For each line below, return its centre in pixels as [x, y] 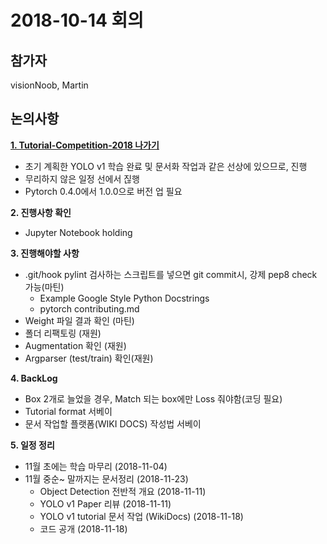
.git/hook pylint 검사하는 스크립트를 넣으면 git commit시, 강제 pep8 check [171, 274]
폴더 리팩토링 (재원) [63, 333]
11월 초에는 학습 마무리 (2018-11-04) [96, 466]
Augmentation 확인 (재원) [75, 345]
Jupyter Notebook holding [78, 232]
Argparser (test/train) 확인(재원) [89, 358]
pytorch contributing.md [89, 308]
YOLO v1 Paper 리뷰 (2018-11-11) [105, 503]
